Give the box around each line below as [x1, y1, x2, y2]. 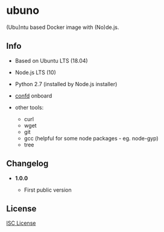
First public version [24, 186, 72, 193]
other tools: [14, 104, 44, 111]
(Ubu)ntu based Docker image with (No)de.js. [6, 24, 119, 31]
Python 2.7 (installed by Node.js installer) [14, 80, 118, 87]
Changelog [6, 158, 49, 169]
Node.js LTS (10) [14, 69, 56, 76]
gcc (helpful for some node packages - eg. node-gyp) [24, 134, 159, 142]
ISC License [6, 219, 36, 227]
